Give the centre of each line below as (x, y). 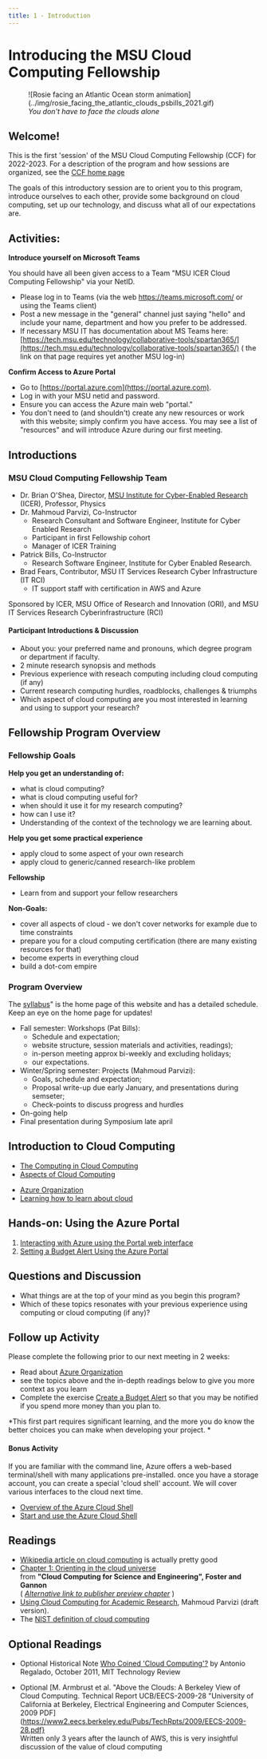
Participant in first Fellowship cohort (91, 537)
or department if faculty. (60, 657)
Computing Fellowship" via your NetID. (72, 282)
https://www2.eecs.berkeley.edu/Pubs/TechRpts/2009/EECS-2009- (135, 1721)
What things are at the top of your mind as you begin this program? (130, 1295)
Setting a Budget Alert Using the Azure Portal (94, 1251)
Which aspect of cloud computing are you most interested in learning (133, 699)
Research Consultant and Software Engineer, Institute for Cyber (136, 521)
